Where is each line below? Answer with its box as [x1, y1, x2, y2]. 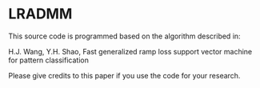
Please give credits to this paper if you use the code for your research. [8, 70, 241, 80]
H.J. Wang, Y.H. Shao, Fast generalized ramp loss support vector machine [8, 46, 253, 56]
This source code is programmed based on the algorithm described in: [8, 31, 242, 41]
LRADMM [8, 5, 73, 23]
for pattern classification [8, 55, 90, 65]
